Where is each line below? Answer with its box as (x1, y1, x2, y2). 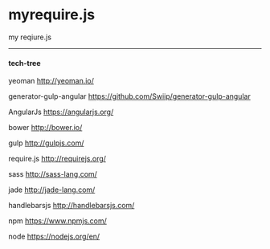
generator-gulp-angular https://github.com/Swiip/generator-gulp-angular (8, 92, 251, 101)
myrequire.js (8, 6, 96, 24)
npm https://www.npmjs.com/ (8, 216, 107, 226)
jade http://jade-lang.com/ (8, 185, 96, 194)
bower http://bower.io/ (8, 123, 83, 133)
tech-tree (8, 58, 41, 67)
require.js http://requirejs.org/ (8, 154, 107, 164)
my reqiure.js (8, 32, 52, 42)
